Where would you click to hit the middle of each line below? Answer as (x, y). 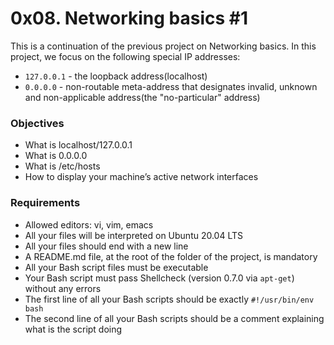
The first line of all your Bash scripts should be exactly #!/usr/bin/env (169, 299)
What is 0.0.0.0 (56, 156)
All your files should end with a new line (106, 246)
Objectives (37, 123)
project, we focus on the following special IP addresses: (125, 56)
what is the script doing (73, 329)
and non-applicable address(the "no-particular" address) (142, 97)
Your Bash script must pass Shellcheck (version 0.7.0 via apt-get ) (159, 278)
